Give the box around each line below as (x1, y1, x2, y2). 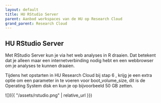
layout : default (5, 7, 39, 12)
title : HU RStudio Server (5, 12, 58, 17)
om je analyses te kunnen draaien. (5, 63, 75, 69)
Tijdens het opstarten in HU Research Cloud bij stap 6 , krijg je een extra (5, 72, 152, 78)
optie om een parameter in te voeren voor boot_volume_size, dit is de (5, 77, 146, 84)
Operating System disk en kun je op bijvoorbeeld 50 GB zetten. (5, 83, 133, 89)
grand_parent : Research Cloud (5, 21, 68, 26)
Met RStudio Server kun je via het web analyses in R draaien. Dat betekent (5, 52, 156, 58)
